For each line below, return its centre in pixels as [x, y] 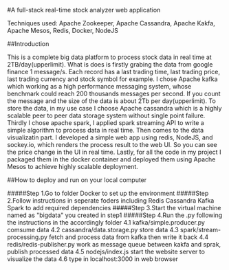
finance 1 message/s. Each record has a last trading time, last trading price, [114, 72]
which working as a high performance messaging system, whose [99, 86]
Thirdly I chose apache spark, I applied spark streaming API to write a [106, 123]
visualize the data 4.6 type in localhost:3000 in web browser [93, 259]
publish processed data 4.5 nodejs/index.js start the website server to [106, 251]
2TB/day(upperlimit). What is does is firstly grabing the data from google [110, 64]
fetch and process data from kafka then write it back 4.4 [129, 237]
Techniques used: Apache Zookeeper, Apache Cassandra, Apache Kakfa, [111, 23]
